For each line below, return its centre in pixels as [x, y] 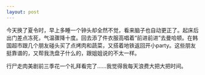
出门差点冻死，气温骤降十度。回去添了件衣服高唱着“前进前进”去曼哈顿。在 [100, 38]
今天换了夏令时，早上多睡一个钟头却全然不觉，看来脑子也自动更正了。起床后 [103, 30]
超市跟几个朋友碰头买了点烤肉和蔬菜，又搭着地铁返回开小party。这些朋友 [104, 45]
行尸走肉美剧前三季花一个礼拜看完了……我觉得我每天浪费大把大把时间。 [97, 66]
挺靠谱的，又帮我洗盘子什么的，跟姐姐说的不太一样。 [73, 53]
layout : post [23, 12]
